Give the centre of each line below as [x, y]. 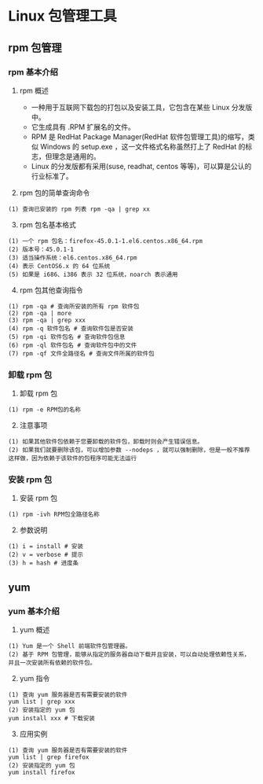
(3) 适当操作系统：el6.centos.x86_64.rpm [73, 258]
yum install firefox [42, 773]
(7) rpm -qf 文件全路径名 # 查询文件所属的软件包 [81, 353]
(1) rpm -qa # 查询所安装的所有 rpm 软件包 [74, 306]
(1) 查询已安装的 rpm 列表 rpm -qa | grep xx [79, 209]
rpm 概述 [34, 90]
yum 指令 [35, 679]
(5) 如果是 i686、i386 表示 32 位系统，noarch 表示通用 [93, 274]
